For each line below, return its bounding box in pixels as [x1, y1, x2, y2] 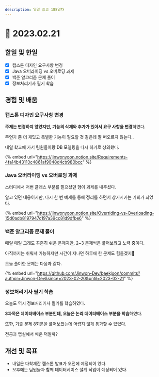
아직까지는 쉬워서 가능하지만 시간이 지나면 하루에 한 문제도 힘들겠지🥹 [5, 251, 135, 256]
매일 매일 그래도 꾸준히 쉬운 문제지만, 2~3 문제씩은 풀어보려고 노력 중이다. [5, 240, 145, 246]
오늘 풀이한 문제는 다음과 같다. [5, 261, 62, 267]
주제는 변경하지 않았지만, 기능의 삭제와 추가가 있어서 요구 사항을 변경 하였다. [5, 124, 146, 129]
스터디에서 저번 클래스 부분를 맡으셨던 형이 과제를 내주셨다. [5, 184, 116, 189]
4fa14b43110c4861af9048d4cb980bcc [5, 159, 83, 165]
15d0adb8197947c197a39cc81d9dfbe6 [5, 215, 82, 221]
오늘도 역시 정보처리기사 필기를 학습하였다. [5, 300, 86, 306]
